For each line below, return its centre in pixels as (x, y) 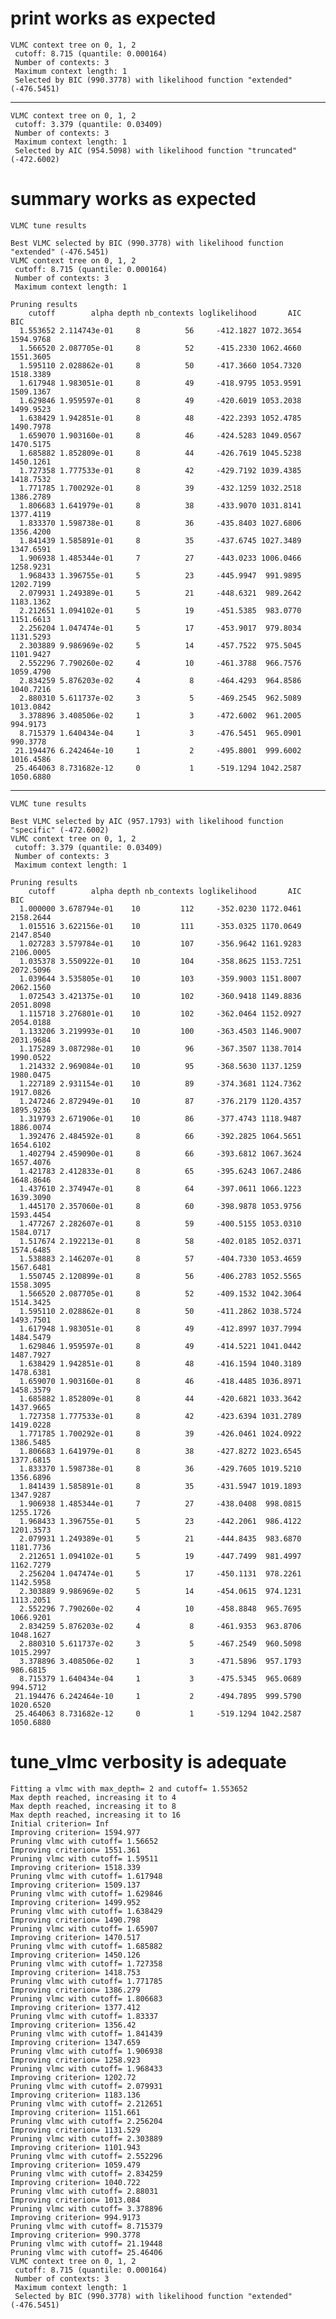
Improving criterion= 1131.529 (75, 2130)
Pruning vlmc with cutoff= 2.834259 (86, 2173)
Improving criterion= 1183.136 (75, 2095)
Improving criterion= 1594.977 (75, 1832)
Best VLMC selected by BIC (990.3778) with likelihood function (147, 243)
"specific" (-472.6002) (60, 830)
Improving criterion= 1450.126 (75, 1955)
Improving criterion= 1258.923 (75, 2060)
